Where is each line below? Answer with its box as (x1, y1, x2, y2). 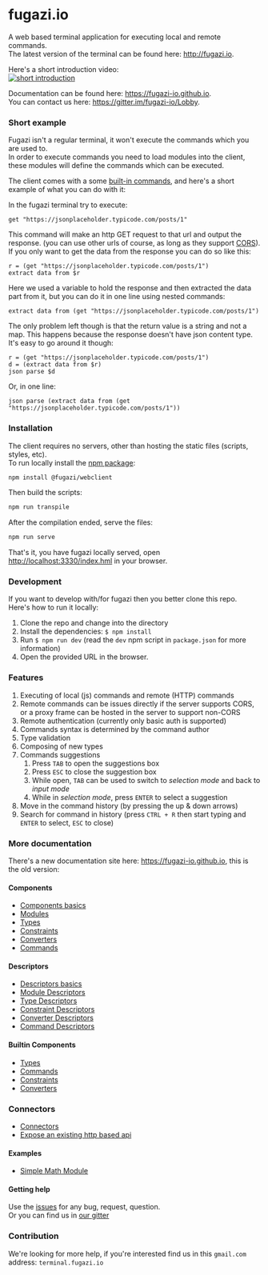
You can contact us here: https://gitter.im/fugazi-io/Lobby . (8, 97, 200, 106)
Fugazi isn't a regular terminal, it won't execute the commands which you (8, 135, 250, 145)
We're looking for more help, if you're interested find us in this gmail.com (8, 1249, 246, 1258)
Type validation (19, 733, 71, 742)
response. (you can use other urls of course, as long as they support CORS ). (8, 238, 261, 248)
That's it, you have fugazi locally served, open (8, 548, 161, 558)
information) (19, 644, 61, 653)
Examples (8, 1148, 42, 1157)
